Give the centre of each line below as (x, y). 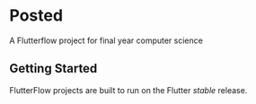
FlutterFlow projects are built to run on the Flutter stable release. (128, 90)
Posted (36, 16)
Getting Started (53, 69)
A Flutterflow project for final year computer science (106, 40)
